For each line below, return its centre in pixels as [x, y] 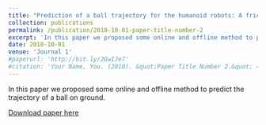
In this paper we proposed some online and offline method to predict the [126, 89]
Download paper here [44, 112]
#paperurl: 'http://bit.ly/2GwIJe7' [68, 60]
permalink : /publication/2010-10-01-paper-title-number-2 [106, 30]
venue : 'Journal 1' [40, 52]
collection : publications [51, 23]
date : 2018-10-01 [37, 45]
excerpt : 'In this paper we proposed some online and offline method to [131, 37]
